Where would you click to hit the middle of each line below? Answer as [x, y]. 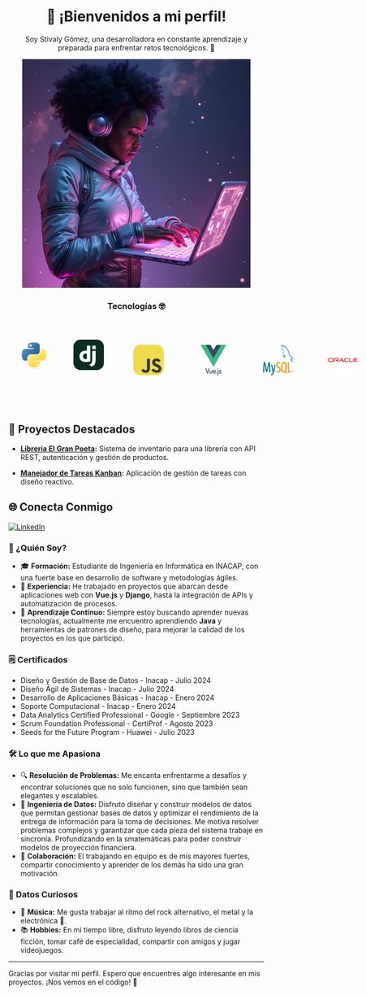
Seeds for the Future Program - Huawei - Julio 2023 [107, 732]
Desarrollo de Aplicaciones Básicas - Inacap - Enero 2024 [117, 697]
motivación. [40, 873]
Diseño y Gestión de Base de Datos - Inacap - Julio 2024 [116, 680]
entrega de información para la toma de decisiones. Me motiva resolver [140, 821]
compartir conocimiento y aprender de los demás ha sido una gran [131, 864]
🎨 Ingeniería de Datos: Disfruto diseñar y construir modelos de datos [136, 804]
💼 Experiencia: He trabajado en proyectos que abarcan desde [124, 587]
